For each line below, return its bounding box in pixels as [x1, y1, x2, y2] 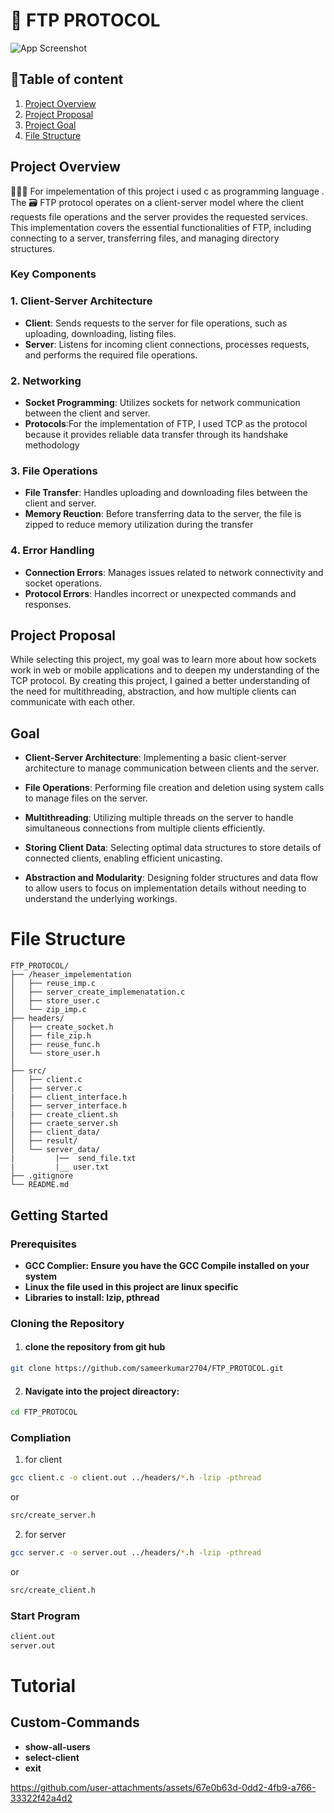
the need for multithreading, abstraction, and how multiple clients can [10, 685, 297, 698]
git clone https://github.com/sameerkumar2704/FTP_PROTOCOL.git [10, 1364, 284, 1374]
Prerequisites [10, 1237, 77, 1251]
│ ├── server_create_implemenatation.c [10, 987, 186, 998]
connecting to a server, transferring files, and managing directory [10, 232, 280, 244]
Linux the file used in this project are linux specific [24, 1280, 239, 1293]
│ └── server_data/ [10, 1145, 101, 1155]
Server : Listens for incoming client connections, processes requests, [24, 338, 310, 350]
